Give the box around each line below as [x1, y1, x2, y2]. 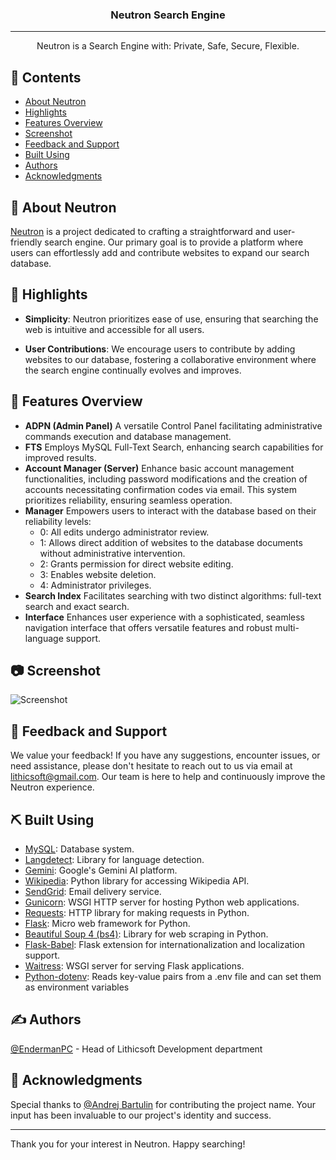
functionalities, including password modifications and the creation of [24, 473, 308, 485]
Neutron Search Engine [110, 8, 226, 22]
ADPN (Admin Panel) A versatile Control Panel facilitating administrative [24, 419, 323, 432]
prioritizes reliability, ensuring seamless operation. [24, 494, 233, 506]
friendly [10, 236, 43, 248]
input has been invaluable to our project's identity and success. [10, 1109, 272, 1121]
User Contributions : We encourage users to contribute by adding [24, 343, 296, 355]
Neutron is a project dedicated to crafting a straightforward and [10, 225, 272, 237]
